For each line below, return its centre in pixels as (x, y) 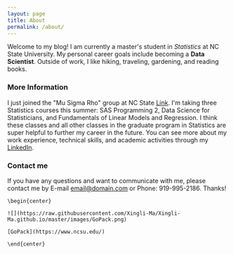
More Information (38, 87)
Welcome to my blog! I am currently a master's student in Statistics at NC (113, 47)
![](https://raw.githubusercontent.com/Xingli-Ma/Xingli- (94, 213)
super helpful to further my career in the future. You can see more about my (117, 132)
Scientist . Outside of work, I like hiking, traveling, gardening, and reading (113, 62)
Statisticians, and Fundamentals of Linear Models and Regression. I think (112, 117)
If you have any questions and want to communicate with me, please (106, 180)
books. (17, 69)
